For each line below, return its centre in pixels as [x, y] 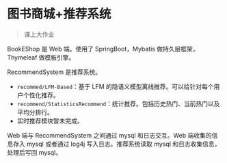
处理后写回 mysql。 [35, 152]
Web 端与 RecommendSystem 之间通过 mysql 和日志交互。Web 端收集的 [109, 135]
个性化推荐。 [41, 95]
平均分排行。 [35, 112]
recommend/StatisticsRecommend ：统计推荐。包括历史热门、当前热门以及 [118, 103]
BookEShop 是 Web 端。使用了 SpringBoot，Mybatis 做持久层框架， [103, 49]
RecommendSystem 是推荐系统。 [54, 72]
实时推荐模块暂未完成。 [50, 121]
